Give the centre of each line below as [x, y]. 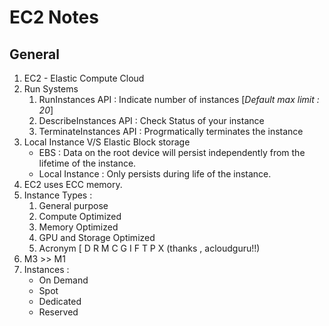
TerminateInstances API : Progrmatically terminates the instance [171, 131]
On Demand [63, 280]
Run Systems [51, 89]
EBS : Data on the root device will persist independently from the [172, 152]
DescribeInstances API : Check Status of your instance [151, 120]
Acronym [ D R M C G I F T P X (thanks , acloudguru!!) [149, 248]
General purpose [73, 205]
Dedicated [60, 301]
